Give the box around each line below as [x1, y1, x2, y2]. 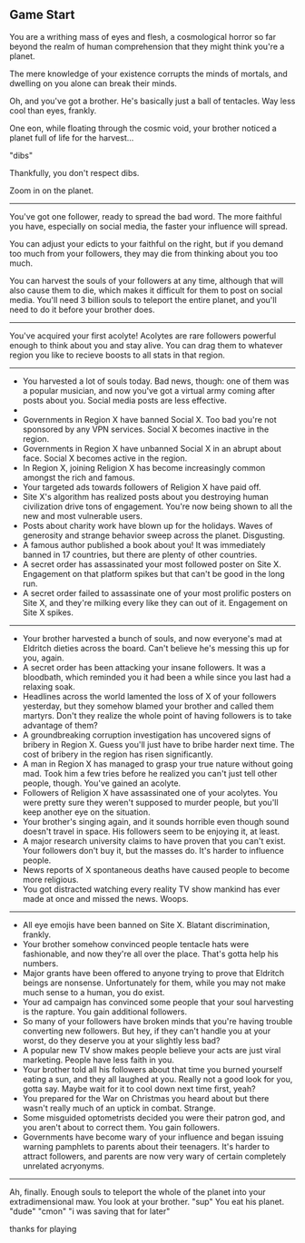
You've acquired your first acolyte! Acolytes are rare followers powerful [9, 330, 277, 341]
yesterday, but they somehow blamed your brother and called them [22, 700, 274, 711]
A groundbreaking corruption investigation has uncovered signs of [22, 729, 271, 740]
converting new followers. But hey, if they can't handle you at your [22, 1025, 271, 1036]
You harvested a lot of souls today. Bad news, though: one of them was [22, 376, 290, 387]
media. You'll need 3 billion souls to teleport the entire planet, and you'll [9, 294, 277, 305]
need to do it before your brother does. [9, 304, 155, 315]
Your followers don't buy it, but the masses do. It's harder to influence [22, 845, 284, 856]
